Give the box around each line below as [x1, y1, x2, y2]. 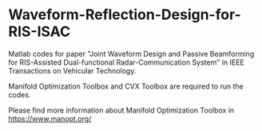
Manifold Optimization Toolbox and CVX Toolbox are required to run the [8, 81, 244, 91]
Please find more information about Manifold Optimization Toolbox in [8, 105, 235, 115]
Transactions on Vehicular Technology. [8, 65, 137, 75]
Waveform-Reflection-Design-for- [8, 6, 241, 24]
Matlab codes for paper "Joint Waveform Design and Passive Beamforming [8, 49, 255, 58]
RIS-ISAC [8, 22, 70, 41]
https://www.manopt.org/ [8, 113, 92, 123]
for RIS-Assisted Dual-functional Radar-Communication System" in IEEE [8, 58, 245, 67]
